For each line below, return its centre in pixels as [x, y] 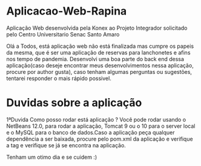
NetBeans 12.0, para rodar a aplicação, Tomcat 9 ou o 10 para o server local [101, 126]
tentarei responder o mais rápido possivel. [59, 78]
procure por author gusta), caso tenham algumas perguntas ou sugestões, [99, 71]
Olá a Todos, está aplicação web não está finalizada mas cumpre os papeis [100, 46]
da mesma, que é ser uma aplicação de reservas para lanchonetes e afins [98, 52]
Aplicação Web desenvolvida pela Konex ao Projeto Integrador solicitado [97, 28]
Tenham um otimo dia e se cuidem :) [52, 157]
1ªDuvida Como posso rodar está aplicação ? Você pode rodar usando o [96, 119]
